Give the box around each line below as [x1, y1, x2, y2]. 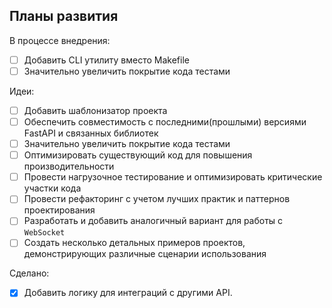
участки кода [23, 182, 82, 194]
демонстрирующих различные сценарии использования [23, 248, 267, 260]
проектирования [23, 204, 96, 216]
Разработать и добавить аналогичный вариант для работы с [23, 215, 284, 227]
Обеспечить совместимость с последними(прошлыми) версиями [23, 116, 307, 128]
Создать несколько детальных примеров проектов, [23, 237, 246, 249]
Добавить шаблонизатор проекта [23, 104, 168, 116]
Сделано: [9, 267, 50, 279]
